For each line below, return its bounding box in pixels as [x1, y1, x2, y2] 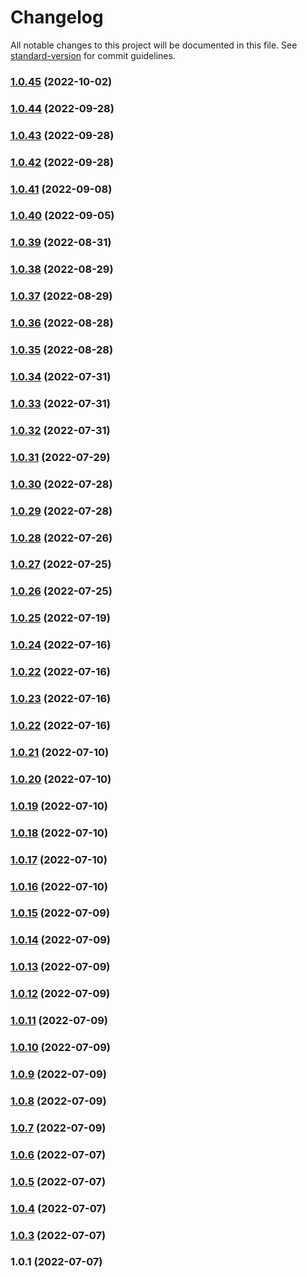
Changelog [10, 6, 104, 29]
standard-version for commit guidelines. [10, 49, 176, 61]
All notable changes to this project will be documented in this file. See [10, 39, 298, 51]
